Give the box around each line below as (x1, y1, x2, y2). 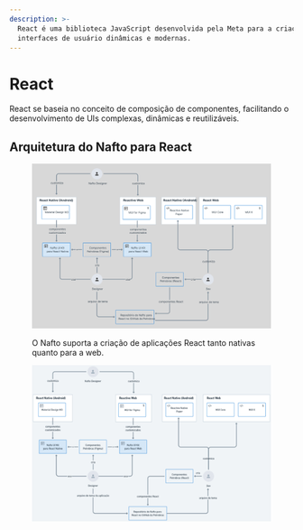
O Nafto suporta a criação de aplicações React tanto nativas (32, 338, 255, 349)
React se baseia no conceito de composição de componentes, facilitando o (9, 104, 289, 115)
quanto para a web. (32, 348, 105, 358)
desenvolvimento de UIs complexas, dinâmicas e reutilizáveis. (9, 113, 240, 124)
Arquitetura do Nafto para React (9, 139, 192, 154)
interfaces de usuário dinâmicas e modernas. (17, 33, 192, 42)
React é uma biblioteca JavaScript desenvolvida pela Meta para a (17, 23, 272, 33)
